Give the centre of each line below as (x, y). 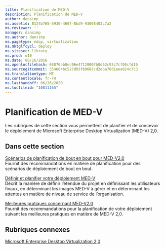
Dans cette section (35, 146)
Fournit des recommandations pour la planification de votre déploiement (79, 209)
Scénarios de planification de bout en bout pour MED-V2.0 (65, 158)
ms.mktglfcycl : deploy (28, 46)
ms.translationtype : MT (30, 74)
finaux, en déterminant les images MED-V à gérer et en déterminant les (77, 189)
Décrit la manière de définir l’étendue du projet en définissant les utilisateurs (83, 183)
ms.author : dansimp (25, 37)
